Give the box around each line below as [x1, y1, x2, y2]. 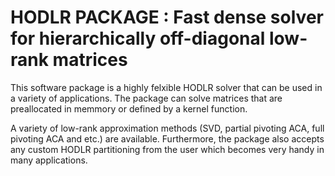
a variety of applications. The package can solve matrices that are [10, 92, 283, 104]
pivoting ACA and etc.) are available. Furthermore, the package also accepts [10, 132, 325, 145]
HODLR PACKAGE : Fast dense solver [10, 6, 324, 29]
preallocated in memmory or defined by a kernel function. [10, 102, 248, 115]
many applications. [10, 154, 88, 166]
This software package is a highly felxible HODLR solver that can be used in [10, 81, 323, 93]
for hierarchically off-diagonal [10, 27, 266, 50]
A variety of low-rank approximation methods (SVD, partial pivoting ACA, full [10, 122, 325, 134]
